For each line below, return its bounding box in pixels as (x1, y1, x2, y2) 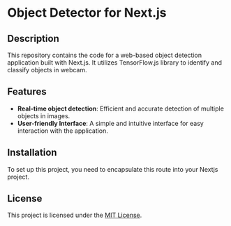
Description (7, 33, 59, 45)
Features (7, 86, 47, 98)
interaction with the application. (17, 127, 108, 135)
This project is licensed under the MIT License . (7, 211, 142, 220)
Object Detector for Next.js (7, 5, 167, 21)
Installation (7, 147, 57, 159)
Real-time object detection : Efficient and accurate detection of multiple (17, 104, 225, 113)
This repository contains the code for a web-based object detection (7, 51, 202, 59)
